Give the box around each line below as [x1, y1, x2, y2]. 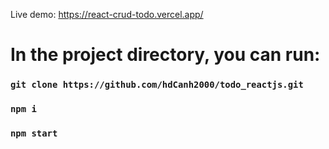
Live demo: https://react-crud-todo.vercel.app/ [10, 9, 204, 20]
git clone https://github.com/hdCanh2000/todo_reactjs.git [10, 79, 304, 91]
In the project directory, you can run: [10, 44, 321, 66]
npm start [10, 127, 58, 139]
